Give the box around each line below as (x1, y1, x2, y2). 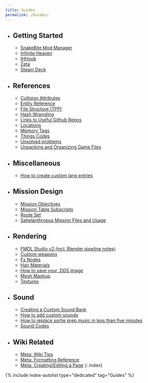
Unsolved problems (20, 139, 62, 145)
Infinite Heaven (20, 50, 53, 56)
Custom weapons (20, 251, 58, 257)
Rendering (12, 232, 47, 241)
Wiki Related (12, 337, 54, 346)
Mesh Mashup (20, 272, 51, 279)
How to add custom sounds (20, 312, 79, 318)
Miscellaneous (12, 159, 61, 167)
